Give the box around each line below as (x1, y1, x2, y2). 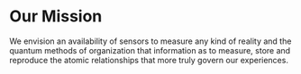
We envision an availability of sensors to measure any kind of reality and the (9, 36, 292, 46)
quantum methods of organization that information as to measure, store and (9, 45, 291, 55)
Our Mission (9, 6, 103, 27)
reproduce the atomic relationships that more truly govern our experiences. (9, 54, 288, 65)
